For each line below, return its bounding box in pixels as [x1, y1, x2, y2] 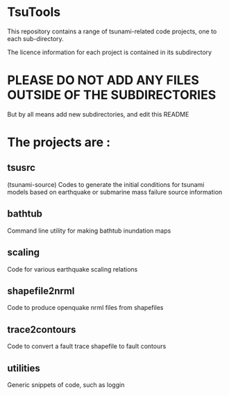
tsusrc [7, 162, 36, 174]
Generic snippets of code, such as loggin [7, 380, 125, 389]
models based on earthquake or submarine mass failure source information [7, 188, 223, 196]
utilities [7, 362, 40, 374]
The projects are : [7, 135, 111, 150]
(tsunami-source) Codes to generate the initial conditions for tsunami [7, 180, 205, 188]
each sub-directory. [7, 34, 64, 42]
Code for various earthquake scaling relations [7, 265, 138, 273]
